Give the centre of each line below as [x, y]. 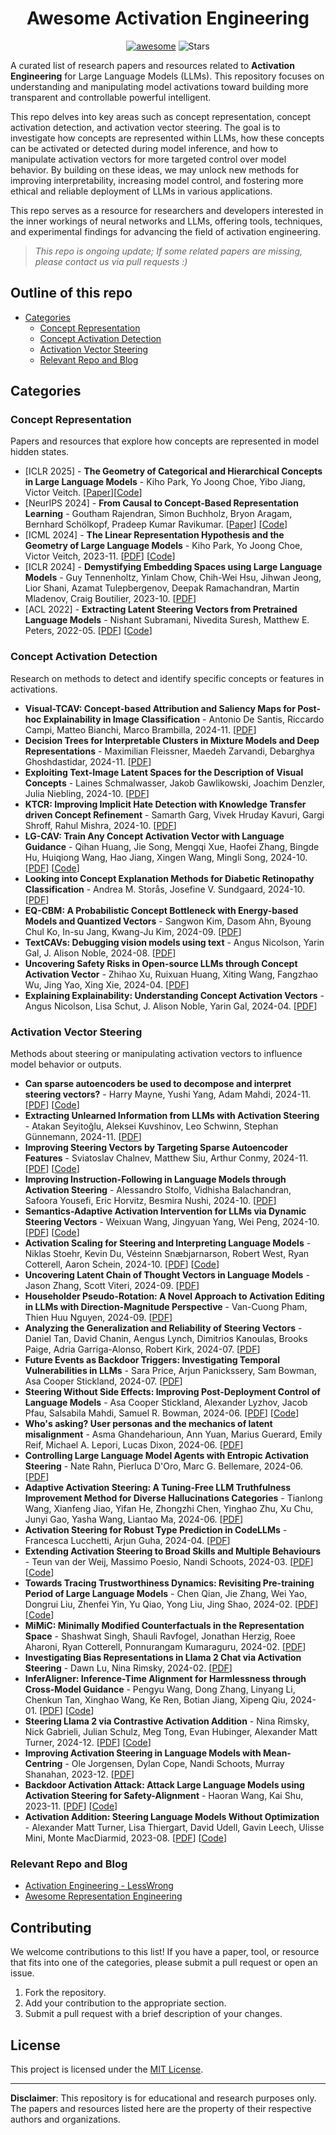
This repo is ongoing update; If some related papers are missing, [168, 251]
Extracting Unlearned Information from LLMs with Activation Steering [172, 1116]
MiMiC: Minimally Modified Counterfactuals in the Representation [164, 1626]
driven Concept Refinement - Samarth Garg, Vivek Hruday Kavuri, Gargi [174, 814]
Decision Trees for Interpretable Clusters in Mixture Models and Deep [172, 740]
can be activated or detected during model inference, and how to [144, 148]
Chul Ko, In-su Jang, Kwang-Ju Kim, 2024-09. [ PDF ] [133, 931]
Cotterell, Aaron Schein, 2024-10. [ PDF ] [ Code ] [122, 1264]
